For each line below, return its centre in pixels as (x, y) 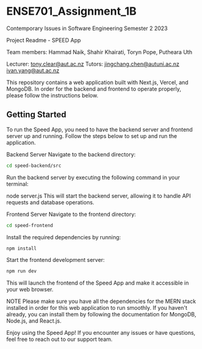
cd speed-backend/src (34, 166)
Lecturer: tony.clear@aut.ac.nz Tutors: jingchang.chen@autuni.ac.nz (93, 64)
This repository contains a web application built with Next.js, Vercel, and (97, 82)
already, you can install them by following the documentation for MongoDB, (102, 315)
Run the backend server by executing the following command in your (93, 177)
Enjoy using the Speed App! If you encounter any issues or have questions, (101, 333)
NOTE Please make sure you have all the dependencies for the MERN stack (101, 301)
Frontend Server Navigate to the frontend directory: (71, 214)
